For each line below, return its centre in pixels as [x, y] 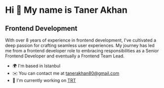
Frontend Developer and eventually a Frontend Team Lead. [65, 56]
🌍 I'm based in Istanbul [36, 66]
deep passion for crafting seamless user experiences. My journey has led [80, 45]
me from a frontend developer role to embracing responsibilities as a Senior [82, 51]
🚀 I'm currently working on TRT [44, 80]
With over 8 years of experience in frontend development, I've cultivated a [81, 40]
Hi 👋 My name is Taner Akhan [66, 10]
